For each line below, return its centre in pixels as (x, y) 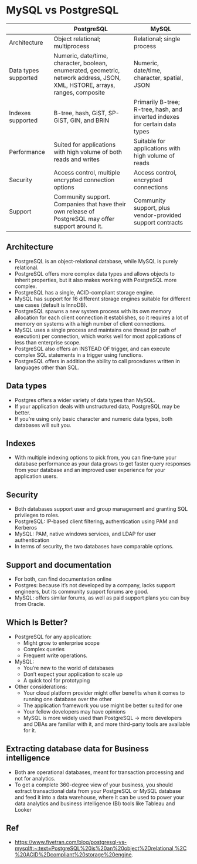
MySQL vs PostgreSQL (62, 10)
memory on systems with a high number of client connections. (90, 323)
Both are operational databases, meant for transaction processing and (99, 772)
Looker (23, 809)
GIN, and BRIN (90, 120)
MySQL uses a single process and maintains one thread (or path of (95, 330)
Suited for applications (85, 145)
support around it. (78, 226)
